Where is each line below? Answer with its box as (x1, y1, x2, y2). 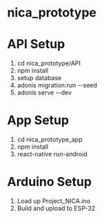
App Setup (7, 112, 70, 128)
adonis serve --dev (17, 88, 72, 97)
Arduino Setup (7, 174, 92, 190)
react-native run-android (17, 150, 87, 158)
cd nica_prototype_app (17, 136, 83, 144)
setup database (17, 74, 62, 82)
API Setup (7, 36, 65, 52)
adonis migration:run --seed (17, 81, 98, 90)
